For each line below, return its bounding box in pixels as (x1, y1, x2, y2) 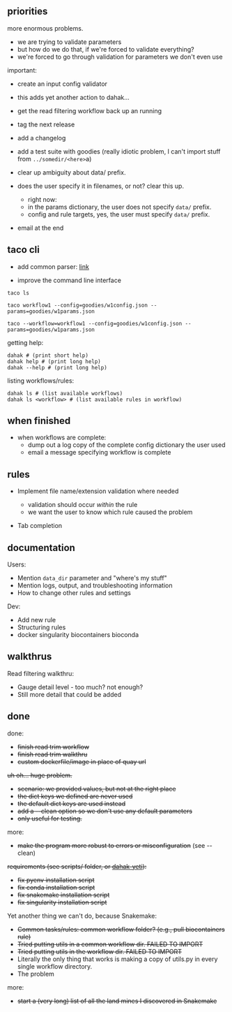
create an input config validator (17, 80, 108, 88)
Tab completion (17, 522, 63, 530)
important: (7, 66, 37, 74)
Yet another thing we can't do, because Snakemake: (7, 911, 157, 920)
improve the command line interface (17, 276, 122, 284)
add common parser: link (17, 262, 89, 271)
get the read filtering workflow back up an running (17, 106, 162, 115)
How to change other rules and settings (17, 589, 131, 597)
